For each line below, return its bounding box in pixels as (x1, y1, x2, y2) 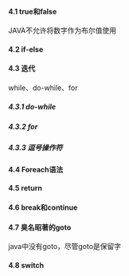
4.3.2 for (8, 121, 38, 131)
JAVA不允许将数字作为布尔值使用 (8, 26, 117, 35)
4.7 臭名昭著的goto (8, 223, 72, 232)
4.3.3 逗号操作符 (8, 143, 63, 152)
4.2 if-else (8, 44, 44, 54)
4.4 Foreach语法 (8, 164, 64, 174)
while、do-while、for (8, 83, 78, 93)
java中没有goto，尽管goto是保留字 (8, 242, 122, 251)
